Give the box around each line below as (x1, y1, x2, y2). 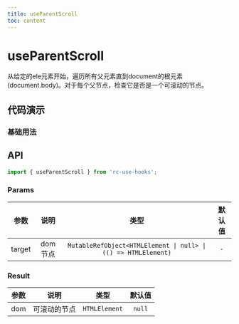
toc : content (7, 17, 46, 24)
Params (7, 185, 34, 195)
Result (7, 271, 31, 281)
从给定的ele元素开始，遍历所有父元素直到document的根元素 (7, 72, 184, 80)
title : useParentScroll (7, 10, 78, 18)
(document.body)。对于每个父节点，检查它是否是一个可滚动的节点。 (7, 81, 208, 90)
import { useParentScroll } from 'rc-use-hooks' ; (7, 168, 158, 175)
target (11, 244, 31, 254)
